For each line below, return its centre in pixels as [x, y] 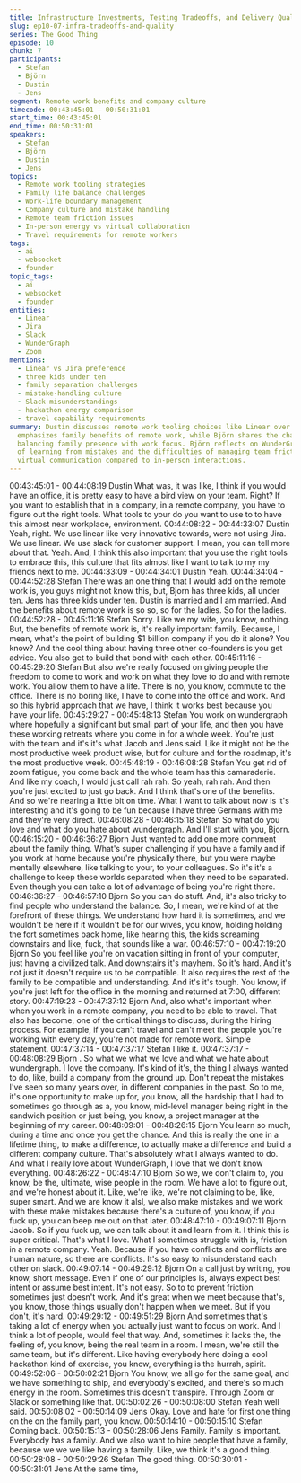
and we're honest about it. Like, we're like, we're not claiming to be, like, [142, 1192]
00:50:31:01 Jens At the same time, [74, 1469]
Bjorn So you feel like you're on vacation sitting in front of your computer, [144, 953]
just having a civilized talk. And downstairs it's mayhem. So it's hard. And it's [150, 963]
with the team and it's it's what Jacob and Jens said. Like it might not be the [150, 743]
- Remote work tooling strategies [82, 185]
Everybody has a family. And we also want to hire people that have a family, [149, 1440]
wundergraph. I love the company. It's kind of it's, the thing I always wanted [149, 1068]
